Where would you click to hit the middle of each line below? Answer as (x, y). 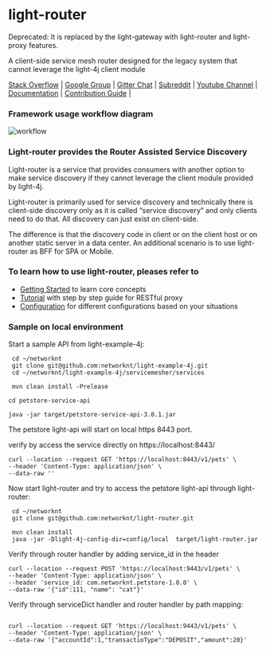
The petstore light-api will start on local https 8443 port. (100, 429)
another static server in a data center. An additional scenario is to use (122, 243)
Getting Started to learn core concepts (83, 289)
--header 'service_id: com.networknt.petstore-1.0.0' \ (103, 583)
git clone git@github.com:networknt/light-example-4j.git (110, 366)
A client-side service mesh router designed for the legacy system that (123, 61)
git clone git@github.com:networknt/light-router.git (103, 519)
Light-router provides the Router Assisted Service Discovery (128, 152)
